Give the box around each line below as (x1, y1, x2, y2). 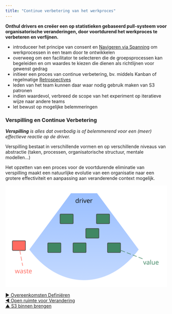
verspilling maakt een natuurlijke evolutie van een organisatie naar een (5, 170, 155, 176)
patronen (12, 87, 32, 93)
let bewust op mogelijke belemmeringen (12, 103, 98, 110)
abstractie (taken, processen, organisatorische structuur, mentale (5, 149, 144, 155)
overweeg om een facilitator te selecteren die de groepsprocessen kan (12, 54, 163, 61)
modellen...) (5, 154, 31, 160)
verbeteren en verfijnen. (5, 34, 59, 40)
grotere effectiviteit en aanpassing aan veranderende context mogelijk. (5, 175, 155, 181)
